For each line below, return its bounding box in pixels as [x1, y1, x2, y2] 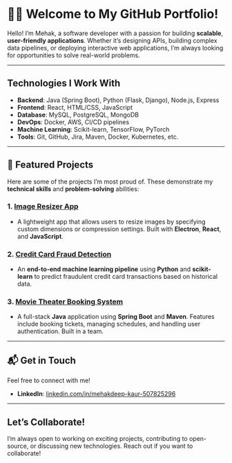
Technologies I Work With [7, 77, 121, 89]
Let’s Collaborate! [7, 416, 85, 428]
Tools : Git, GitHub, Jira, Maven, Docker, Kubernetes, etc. [17, 132, 179, 141]
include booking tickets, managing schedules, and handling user [17, 320, 201, 328]
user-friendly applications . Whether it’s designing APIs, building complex [7, 36, 217, 44]
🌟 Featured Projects [7, 159, 94, 171]
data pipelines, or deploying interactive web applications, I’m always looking [7, 43, 224, 52]
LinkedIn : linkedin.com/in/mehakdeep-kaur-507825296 [17, 390, 176, 398]
